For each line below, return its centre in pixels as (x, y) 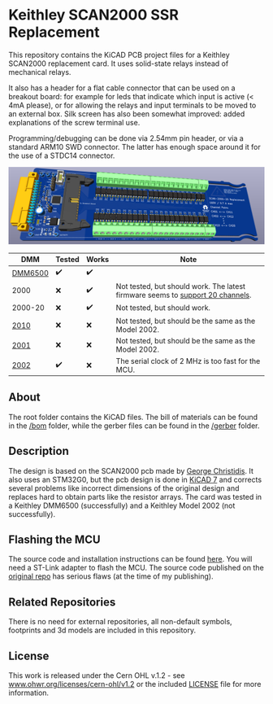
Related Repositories (62, 602)
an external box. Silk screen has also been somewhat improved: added (127, 114)
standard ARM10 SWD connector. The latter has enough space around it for (135, 146)
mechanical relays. (40, 72)
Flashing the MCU (54, 540)
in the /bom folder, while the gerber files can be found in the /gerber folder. (134, 426)
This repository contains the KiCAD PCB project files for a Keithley (119, 55)
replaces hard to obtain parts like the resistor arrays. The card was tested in (135, 496)
